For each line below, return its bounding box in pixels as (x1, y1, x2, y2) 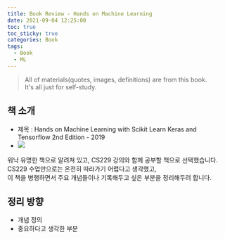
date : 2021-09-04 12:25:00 (7, 17, 86, 24)
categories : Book (7, 37, 58, 44)
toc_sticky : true (7, 30, 58, 37)
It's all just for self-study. (24, 82, 97, 91)
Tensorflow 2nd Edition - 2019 (17, 133, 105, 141)
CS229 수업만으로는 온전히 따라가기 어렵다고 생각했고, (7, 164, 157, 173)
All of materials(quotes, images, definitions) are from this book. (24, 75, 207, 84)
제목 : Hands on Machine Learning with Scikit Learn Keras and (17, 124, 197, 134)
